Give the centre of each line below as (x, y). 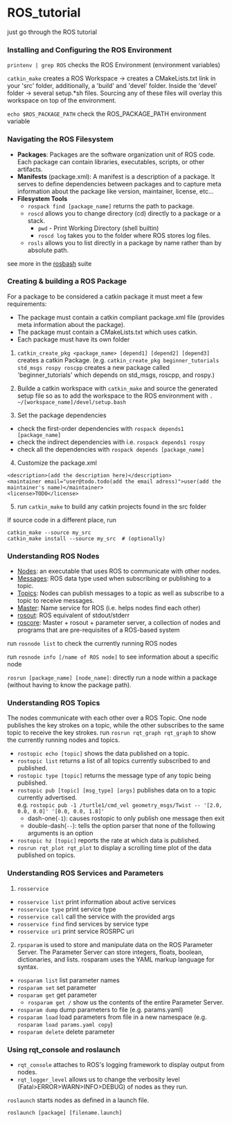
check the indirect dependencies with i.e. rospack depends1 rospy (111, 442)
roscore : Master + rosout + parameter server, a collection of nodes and (119, 623)
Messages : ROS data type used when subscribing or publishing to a (114, 578)
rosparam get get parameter (57, 995)
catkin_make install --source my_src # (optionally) (87, 538)
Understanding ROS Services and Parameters (86, 873)
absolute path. (48, 250)
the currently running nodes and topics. (63, 740)
